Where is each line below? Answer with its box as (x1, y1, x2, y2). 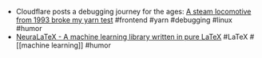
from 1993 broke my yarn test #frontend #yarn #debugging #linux (15, 15, 233, 25)
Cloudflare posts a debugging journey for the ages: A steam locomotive (15, 7, 252, 16)
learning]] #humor (51, 41, 112, 50)
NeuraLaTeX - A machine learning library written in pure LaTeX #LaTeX (15, 32, 248, 41)
